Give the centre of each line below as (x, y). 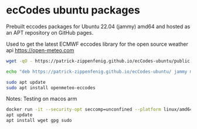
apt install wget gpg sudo (39, 121)
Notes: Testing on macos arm (42, 99)
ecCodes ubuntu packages (73, 10)
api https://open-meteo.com (40, 50)
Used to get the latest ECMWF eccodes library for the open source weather (97, 44)
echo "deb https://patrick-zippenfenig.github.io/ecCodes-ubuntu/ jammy (97, 72)
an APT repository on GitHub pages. (50, 32)
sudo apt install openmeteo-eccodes (51, 88)
